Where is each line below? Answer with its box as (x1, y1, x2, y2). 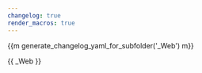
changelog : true (7, 11, 61, 20)
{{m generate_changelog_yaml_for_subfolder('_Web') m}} (7, 40, 195, 50)
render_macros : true (7, 19, 76, 27)
